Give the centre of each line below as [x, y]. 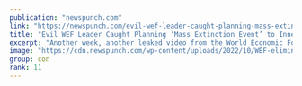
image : [22, 51]
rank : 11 [26, 68]
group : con [30, 59]
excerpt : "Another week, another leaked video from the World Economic [146, 43]
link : [19, 26]
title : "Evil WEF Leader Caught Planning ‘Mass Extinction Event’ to [142, 34]
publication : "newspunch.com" [66, 17]
